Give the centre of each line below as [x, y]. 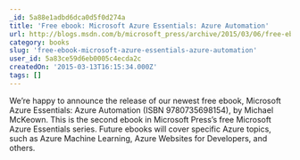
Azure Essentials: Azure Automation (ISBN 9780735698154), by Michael [142, 110]
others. [22, 148]
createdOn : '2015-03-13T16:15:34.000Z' [83, 68]
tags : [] [25, 76]
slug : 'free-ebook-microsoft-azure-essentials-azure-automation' [133, 51]
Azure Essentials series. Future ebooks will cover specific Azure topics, [141, 129]
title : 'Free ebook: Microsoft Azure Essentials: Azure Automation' [139, 26]
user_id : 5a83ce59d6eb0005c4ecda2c [75, 59]
